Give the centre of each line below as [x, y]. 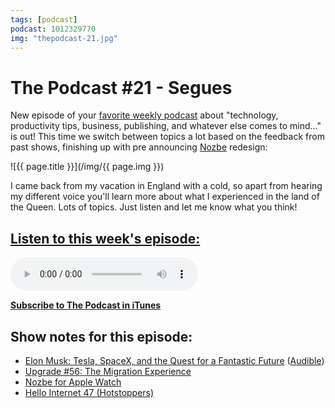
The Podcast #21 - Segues [121, 87]
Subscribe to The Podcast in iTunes [86, 305]
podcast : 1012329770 [53, 29]
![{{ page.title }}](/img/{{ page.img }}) [87, 167]
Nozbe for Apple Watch [73, 382]
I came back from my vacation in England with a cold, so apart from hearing [166, 186]
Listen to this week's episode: [105, 238]
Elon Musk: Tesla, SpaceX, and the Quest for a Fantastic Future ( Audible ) [174, 360]
